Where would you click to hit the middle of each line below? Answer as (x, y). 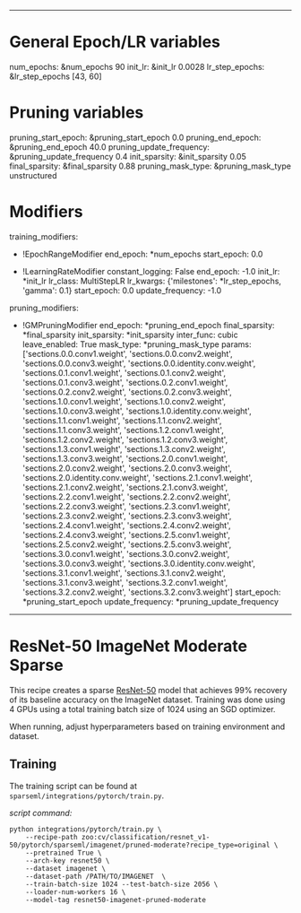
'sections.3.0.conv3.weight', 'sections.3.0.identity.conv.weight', (139, 563)
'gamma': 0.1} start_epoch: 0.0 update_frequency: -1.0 (122, 290)
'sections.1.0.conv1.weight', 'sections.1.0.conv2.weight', (124, 401)
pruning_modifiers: (44, 308)
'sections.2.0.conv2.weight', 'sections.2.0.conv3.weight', (127, 468)
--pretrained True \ (64, 853)
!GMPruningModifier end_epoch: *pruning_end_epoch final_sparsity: (148, 325)
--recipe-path (52, 837)
